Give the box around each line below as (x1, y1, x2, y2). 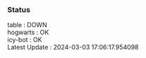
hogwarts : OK (7, 28, 49, 36)
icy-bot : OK (7, 36, 42, 44)
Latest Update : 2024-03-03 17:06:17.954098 (7, 43, 139, 52)
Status (7, 5, 30, 15)
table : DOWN (7, 21, 47, 29)
